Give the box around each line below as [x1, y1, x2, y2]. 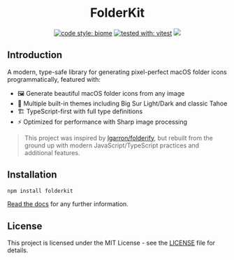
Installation [7, 169, 57, 181]
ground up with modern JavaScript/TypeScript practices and [24, 141, 200, 150]
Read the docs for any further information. [7, 200, 129, 208]
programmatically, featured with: [7, 75, 101, 83]
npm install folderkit [7, 187, 73, 194]
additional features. [24, 148, 80, 157]
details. [7, 246, 29, 254]
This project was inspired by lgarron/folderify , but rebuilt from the [24, 133, 213, 142]
